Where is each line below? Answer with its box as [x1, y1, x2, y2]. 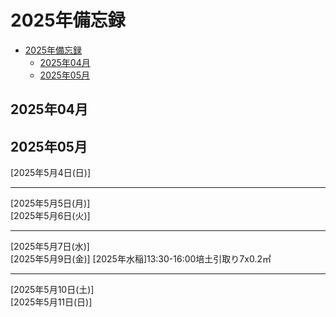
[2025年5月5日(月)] [10, 197, 91, 210]
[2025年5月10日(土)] [10, 284, 95, 296]
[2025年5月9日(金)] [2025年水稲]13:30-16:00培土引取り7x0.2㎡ [10, 253, 272, 265]
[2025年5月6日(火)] [10, 210, 91, 222]
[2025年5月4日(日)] [10, 167, 91, 179]
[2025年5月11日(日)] [10, 296, 93, 308]
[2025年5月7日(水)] [10, 241, 90, 253]
